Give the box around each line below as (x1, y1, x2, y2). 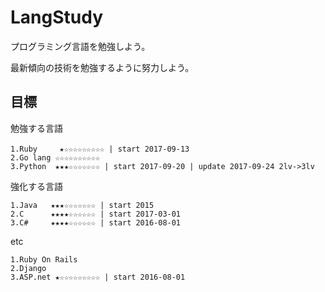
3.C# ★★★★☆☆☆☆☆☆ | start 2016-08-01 (10, 217, 182, 228)
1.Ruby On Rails (10, 254, 78, 265)
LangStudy (10, 6, 104, 29)
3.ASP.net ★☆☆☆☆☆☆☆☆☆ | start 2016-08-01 (10, 272, 186, 282)
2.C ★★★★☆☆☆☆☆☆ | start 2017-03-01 (10, 209, 182, 219)
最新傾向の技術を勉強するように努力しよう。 (10, 61, 195, 73)
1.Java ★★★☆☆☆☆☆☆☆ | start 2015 (10, 200, 155, 210)
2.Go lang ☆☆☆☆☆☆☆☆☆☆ (10, 152, 101, 163)
